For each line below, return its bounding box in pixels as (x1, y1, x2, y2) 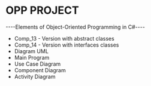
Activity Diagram (14, 73, 56, 80)
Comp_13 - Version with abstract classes (14, 35, 114, 42)
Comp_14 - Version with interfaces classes (14, 41, 119, 48)
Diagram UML (14, 47, 49, 54)
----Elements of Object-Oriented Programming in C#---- (5, 23, 145, 30)
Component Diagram (14, 66, 67, 73)
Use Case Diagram (14, 60, 61, 67)
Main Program (14, 54, 50, 61)
